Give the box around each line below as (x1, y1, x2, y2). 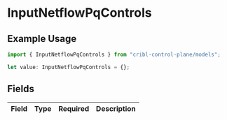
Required (58, 103, 90, 113)
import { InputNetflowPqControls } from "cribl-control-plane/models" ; (7, 51, 221, 58)
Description (95, 103, 137, 113)
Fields (7, 83, 35, 95)
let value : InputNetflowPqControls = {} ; (7, 63, 130, 70)
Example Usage (7, 33, 77, 45)
